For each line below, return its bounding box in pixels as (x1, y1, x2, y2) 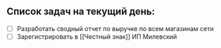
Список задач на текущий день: (6, 6, 156, 18)
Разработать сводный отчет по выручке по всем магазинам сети (16, 24, 214, 32)
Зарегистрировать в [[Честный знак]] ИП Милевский (16, 32, 177, 41)
